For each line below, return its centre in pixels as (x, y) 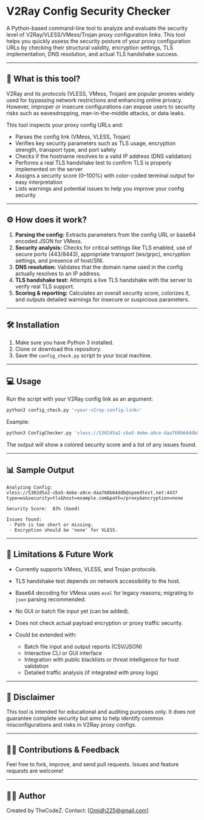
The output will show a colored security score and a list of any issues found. (102, 444)
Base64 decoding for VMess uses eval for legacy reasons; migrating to (104, 593)
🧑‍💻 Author (26, 796)
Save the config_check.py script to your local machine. (83, 355)
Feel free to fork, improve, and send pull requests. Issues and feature (93, 765)
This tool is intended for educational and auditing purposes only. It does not (101, 712)
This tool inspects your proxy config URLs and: (65, 125)
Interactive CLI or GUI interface (63, 653)
